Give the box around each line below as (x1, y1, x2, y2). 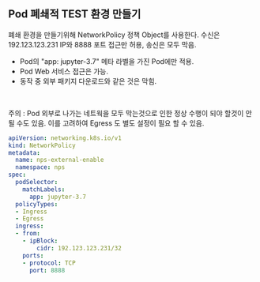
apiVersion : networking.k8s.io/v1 (8, 133, 122, 142)
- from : (15, 230, 41, 238)
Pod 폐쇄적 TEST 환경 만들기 (8, 7, 141, 21)
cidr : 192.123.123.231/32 (36, 244, 122, 252)
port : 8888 (28, 266, 66, 274)
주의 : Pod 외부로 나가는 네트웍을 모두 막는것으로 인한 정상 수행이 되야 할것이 (8, 108, 244, 118)
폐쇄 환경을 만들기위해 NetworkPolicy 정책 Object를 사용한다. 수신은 (8, 30, 220, 39)
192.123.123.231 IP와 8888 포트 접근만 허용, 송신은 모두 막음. (8, 39, 197, 49)
